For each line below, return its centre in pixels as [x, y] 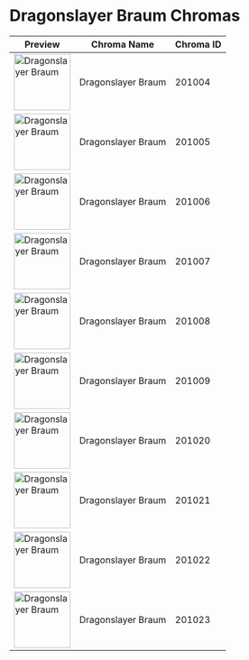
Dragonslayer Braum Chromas [125, 16]
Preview [42, 44]
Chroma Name [123, 44]
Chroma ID [198, 44]
